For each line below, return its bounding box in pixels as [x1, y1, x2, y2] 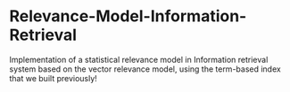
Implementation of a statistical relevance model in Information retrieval [9, 54, 269, 65]
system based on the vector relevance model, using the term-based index [9, 64, 281, 74]
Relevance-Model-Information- [9, 6, 247, 27]
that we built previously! [9, 73, 98, 83]
